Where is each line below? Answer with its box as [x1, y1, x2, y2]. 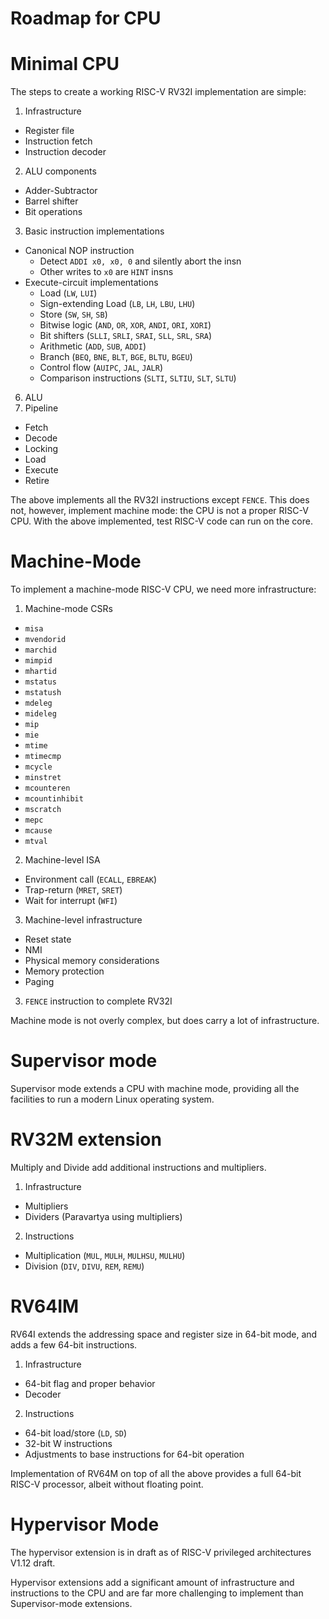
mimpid [24, 656, 53, 666]
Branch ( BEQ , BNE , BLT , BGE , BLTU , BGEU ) [39, 351, 193, 363]
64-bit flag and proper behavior [24, 1377, 156, 1389]
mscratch [24, 805, 62, 815]
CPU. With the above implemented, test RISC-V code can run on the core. [10, 515, 313, 527]
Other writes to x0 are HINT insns [39, 266, 174, 278]
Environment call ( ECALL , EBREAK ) [24, 873, 158, 886]
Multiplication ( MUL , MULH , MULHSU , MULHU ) [24, 1249, 186, 1261]
